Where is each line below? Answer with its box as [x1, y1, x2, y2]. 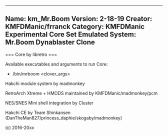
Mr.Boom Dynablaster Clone [5, 38, 95, 46]
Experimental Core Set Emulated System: [5, 30, 136, 39]
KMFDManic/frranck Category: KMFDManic [5, 22, 145, 31]
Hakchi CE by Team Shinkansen [5, 109, 71, 115]
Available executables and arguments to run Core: [5, 61, 108, 67]
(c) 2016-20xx [5, 124, 34, 130]
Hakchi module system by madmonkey [5, 80, 85, 86]
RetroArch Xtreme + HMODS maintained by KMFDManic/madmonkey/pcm [5, 90, 158, 96]
